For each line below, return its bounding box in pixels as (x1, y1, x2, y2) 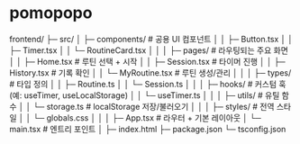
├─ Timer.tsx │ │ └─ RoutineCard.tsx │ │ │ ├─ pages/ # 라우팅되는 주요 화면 (9, 44, 288, 56)
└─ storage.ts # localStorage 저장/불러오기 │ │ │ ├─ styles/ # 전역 (32, 101, 275, 112)
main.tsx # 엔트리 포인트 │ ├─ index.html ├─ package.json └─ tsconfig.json (9, 123, 286, 134)
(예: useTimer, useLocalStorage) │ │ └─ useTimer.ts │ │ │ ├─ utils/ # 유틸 (9, 89, 280, 101)
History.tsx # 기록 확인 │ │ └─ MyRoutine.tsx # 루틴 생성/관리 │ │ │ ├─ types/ (9, 67, 292, 78)
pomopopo (9, 3, 93, 23)
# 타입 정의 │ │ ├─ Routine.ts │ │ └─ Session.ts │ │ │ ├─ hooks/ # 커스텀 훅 (9, 78, 286, 89)
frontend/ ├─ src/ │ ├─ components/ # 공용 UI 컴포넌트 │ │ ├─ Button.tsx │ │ (9, 33, 294, 44)
